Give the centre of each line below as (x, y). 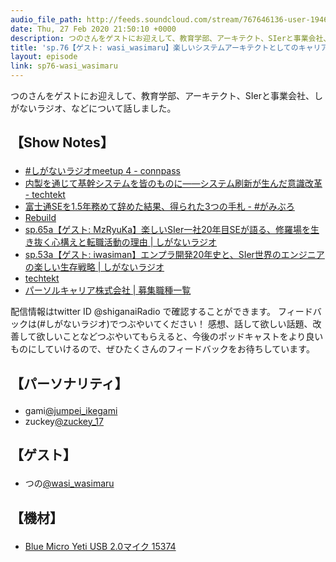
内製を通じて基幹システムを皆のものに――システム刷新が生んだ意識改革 (173, 183)
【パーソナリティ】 (69, 383)
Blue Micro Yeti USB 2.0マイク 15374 (100, 546)
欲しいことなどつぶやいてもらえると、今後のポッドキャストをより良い (180, 337)
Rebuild (40, 218)
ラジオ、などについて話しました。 (106, 108)
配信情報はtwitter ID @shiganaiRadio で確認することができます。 (143, 312)
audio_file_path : (46, 19)
